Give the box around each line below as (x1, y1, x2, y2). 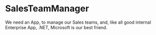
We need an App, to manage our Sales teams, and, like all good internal (5, 19, 152, 25)
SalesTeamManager (5, 3, 89, 14)
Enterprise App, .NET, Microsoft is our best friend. (5, 24, 108, 30)
